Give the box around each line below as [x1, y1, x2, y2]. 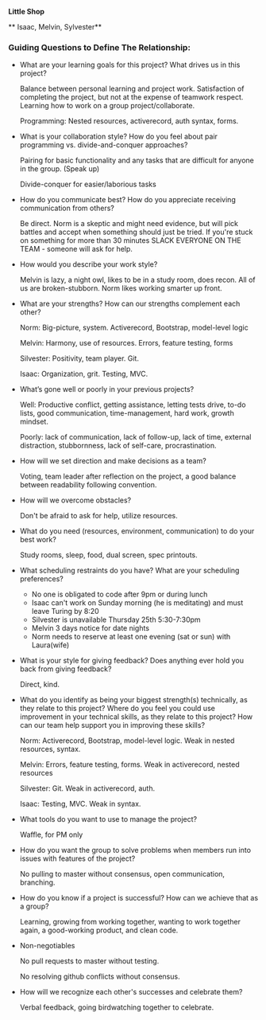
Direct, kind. [19, 680, 60, 690]
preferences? [19, 574, 64, 584]
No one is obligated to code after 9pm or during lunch [31, 589, 208, 600]
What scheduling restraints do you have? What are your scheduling [19, 565, 240, 576]
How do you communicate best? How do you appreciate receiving [19, 195, 236, 205]
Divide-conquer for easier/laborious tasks [19, 179, 156, 190]
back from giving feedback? [19, 664, 112, 674]
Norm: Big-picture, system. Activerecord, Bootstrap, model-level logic [19, 322, 249, 333]
